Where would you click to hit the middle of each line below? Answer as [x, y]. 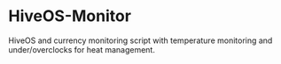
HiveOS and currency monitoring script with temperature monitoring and [140, 40]
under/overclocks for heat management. [82, 49]
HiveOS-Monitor [70, 16]
